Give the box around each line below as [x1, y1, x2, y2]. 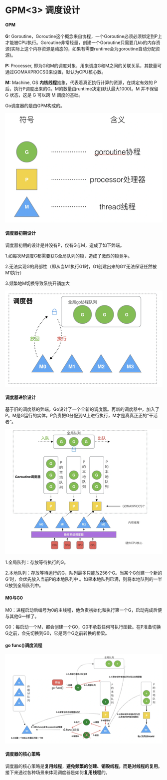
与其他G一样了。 [5, 613, 39, 619]
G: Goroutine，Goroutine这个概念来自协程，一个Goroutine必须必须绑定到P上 [5, 33, 162, 39]
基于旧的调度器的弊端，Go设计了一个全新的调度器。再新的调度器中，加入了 [5, 406, 160, 412]
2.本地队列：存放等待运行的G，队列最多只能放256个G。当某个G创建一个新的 [5, 570, 163, 576]
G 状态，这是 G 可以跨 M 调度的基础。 [5, 92, 83, 98]
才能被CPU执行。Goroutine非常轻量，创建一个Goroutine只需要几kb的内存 [5, 39, 156, 45]
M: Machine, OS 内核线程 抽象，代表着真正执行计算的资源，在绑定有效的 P [5, 79, 157, 85]
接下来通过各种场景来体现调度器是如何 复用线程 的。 [5, 769, 110, 775]
